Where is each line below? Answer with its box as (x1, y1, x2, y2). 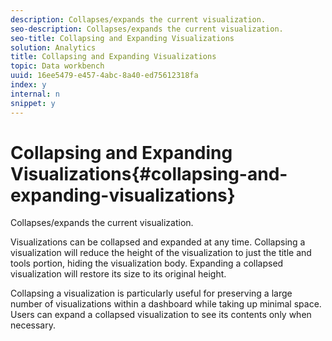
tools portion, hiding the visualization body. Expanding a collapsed (10, 257, 284, 270)
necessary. (10, 319, 57, 331)
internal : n (10, 89, 60, 99)
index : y (10, 80, 47, 90)
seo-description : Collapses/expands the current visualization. (10, 24, 284, 34)
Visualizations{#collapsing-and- (10, 162, 288, 185)
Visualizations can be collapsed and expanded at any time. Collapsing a (10, 236, 306, 248)
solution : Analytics (10, 42, 97, 53)
